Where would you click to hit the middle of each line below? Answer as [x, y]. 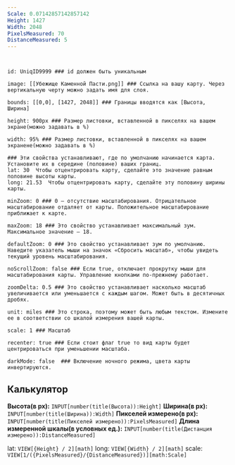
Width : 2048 [25, 27]
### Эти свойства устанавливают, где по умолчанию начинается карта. [112, 158]
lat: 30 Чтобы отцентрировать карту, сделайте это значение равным [110, 170]
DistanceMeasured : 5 [38, 40]
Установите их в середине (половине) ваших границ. [84, 164]
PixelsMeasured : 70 [36, 33]
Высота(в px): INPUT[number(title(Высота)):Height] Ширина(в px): [107, 406]
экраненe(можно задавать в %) [52, 146]
